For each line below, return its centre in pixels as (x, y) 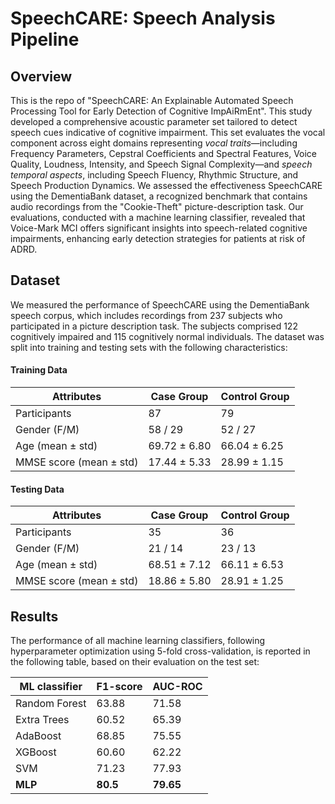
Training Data (39, 370)
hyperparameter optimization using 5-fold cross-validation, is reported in (160, 651)
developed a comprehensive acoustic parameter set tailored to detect (154, 121)
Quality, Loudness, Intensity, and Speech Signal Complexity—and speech (161, 164)
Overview (41, 76)
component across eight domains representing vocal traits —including (154, 143)
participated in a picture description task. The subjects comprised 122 (154, 326)
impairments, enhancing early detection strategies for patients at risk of (158, 238)
